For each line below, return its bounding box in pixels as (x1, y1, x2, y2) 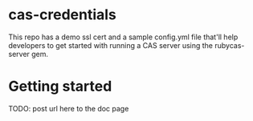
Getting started (8, 78, 112, 95)
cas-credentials (8, 6, 116, 24)
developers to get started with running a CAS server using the (8, 40, 214, 50)
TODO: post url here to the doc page (8, 103, 129, 113)
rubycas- (214, 40, 245, 50)
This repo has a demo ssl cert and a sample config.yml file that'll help (8, 32, 239, 42)
